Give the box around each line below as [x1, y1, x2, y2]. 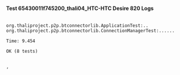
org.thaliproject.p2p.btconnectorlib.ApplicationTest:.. [6, 23, 149, 29]
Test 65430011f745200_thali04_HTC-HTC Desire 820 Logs [6, 5, 154, 12]
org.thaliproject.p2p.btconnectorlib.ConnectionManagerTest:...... [6, 28, 175, 34]
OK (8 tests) [6, 49, 38, 54]
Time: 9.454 [6, 38, 35, 44]
